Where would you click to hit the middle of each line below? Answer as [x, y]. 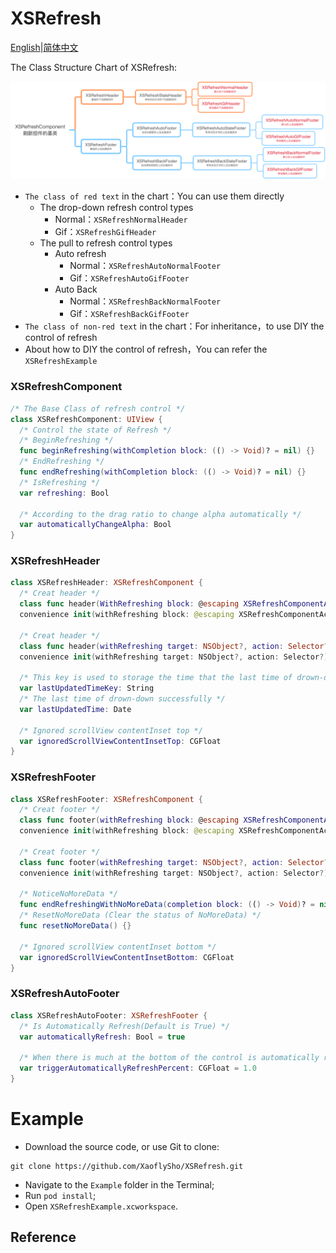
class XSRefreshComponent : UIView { [86, 419]
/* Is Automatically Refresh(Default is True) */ [124, 1026]
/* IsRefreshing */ [60, 482]
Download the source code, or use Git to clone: [122, 1146]
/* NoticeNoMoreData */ [68, 894]
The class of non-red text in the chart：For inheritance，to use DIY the [174, 326]
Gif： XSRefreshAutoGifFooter [129, 278]
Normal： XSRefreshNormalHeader [121, 219]
